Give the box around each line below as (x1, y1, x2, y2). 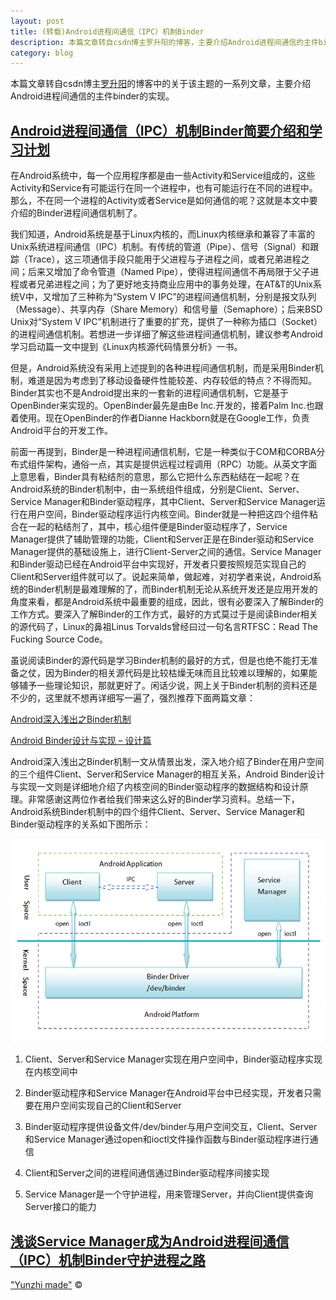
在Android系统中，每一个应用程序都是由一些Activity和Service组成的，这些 (10, 170, 316, 182)
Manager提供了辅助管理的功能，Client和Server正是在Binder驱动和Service (10, 533, 315, 545)
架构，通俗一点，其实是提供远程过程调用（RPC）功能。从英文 (44, 458, 300, 470)
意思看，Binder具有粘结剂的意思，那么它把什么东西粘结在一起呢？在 (18, 471, 300, 483)
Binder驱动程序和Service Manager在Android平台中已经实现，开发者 (24, 1087, 305, 1099)
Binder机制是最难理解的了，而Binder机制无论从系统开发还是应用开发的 (27, 583, 318, 595)
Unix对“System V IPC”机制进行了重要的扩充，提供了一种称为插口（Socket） (10, 316, 323, 328)
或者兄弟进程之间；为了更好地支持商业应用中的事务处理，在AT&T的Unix (18, 278, 314, 290)
